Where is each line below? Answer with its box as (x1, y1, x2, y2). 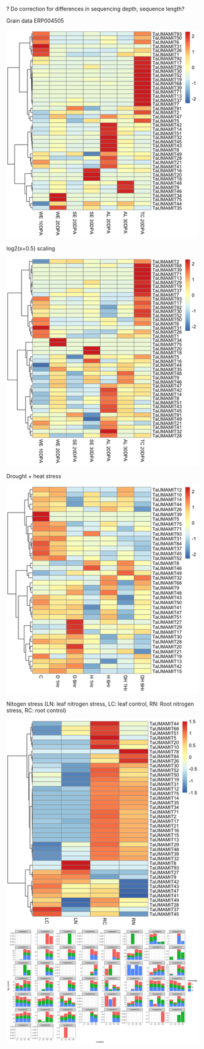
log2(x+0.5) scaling (6, 244, 56, 252)
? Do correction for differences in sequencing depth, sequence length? (6, 6, 185, 12)
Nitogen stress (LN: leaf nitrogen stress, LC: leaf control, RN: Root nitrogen (6, 700, 194, 707)
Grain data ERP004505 (6, 17, 64, 24)
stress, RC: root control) (6, 707, 67, 714)
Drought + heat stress (6, 472, 62, 479)
